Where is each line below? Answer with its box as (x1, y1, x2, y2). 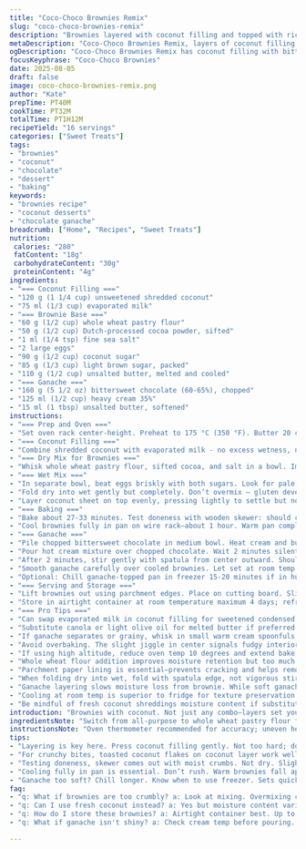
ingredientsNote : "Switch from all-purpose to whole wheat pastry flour (9, 716, 291, 725)
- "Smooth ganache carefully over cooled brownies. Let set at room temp (9, 564, 296, 573)
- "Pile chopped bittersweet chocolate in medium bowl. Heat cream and (9, 538, 287, 547)
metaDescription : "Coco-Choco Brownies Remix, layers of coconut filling (9, 38, 296, 48)
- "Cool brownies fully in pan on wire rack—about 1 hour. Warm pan (9, 521, 275, 531)
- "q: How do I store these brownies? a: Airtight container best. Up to (9, 810, 296, 819)
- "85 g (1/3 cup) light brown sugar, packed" (9, 361, 189, 370)
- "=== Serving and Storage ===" (9, 580, 137, 590)
